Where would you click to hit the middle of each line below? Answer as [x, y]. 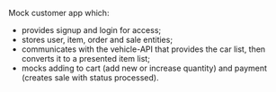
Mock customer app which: [59, 13]
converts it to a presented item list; [85, 59]
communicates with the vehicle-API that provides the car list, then [143, 49]
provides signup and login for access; [91, 30]
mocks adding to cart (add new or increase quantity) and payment [144, 68]
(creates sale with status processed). [90, 78]
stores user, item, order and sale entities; [97, 40]
